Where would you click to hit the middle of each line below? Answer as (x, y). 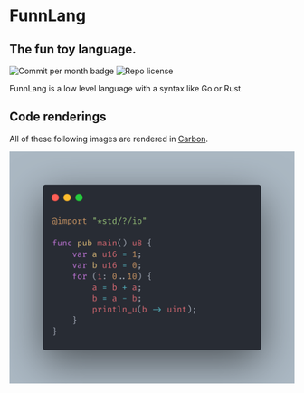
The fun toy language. (73, 49)
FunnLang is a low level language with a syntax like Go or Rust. (126, 88)
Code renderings (58, 117)
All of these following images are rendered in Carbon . (109, 139)
